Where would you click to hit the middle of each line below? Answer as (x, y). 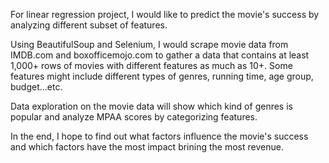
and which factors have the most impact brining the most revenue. (147, 147)
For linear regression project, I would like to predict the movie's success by (165, 14)
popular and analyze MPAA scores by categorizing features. (134, 117)
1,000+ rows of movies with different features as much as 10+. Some (151, 65)
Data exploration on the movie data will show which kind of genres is (151, 106)
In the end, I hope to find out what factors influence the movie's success (159, 136)
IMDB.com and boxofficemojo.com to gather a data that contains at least (160, 55)
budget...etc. (36, 87)
